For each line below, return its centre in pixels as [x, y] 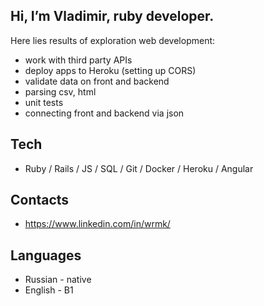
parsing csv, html [60, 91]
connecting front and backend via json [104, 113]
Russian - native [58, 280]
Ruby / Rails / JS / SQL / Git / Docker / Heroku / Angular [139, 168]
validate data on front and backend [97, 81]
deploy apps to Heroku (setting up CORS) [110, 70]
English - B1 [49, 290]
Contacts [40, 200]
